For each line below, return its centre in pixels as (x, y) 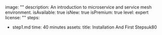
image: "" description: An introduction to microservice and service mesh (78, 7)
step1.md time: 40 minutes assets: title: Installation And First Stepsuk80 (84, 27)
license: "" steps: (22, 17)
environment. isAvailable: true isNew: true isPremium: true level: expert (77, 12)
